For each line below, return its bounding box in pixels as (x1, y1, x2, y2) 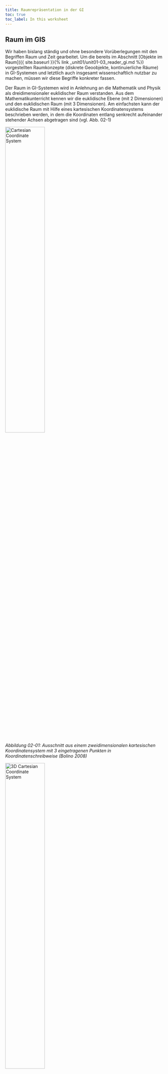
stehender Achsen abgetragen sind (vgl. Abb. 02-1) (5, 117, 111, 123)
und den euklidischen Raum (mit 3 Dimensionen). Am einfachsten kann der (5, 101, 160, 107)
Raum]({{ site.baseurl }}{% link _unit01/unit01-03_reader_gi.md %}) (5, 59, 144, 65)
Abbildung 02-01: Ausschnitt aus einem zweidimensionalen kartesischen (5, 742, 156, 748)
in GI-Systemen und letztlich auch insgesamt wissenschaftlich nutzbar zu (5, 70, 157, 76)
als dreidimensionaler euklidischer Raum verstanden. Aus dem (5, 90, 134, 96)
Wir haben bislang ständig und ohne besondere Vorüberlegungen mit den (5, 49, 157, 55)
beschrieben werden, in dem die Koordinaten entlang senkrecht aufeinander (5, 111, 163, 118)
